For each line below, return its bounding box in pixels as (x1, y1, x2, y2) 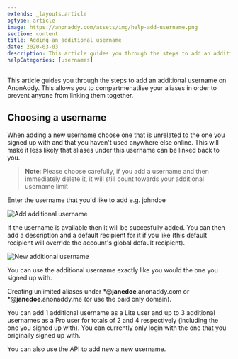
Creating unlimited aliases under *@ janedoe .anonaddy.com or (7, 287, 190, 295)
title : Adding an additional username (7, 37, 122, 44)
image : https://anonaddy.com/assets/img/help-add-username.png (7, 23, 198, 31)
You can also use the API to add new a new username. (7, 345, 166, 353)
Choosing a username (7, 111, 107, 124)
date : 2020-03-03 (7, 43, 59, 50)
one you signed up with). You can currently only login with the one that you (7, 324, 227, 332)
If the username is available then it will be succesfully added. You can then (7, 223, 225, 231)
